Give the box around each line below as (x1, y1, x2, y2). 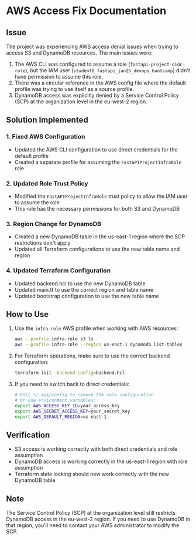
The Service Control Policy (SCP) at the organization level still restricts (6, 509, 176, 517)
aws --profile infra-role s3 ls (14, 336, 94, 342)
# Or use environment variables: (14, 397, 97, 403)
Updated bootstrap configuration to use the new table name (14, 292, 159, 299)
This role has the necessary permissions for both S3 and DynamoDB (14, 205, 180, 212)
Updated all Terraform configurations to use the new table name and (14, 245, 180, 253)
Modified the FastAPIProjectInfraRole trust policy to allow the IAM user (14, 193, 188, 200)
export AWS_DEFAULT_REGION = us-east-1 (14, 414, 107, 420)
